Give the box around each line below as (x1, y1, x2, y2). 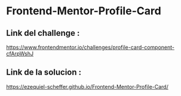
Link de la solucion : (6, 67, 82, 78)
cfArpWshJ (6, 50, 34, 57)
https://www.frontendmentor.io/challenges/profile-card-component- (6, 44, 175, 51)
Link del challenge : (6, 28, 80, 38)
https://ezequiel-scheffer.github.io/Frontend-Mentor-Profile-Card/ (6, 83, 168, 90)
